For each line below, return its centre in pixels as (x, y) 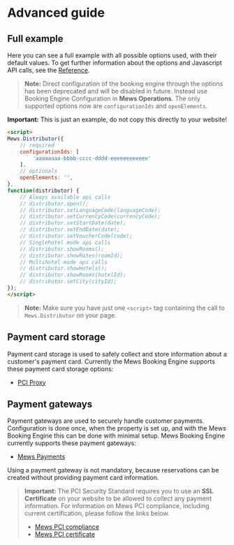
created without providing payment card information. (83, 478)
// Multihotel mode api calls (64, 262)
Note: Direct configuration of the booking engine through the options (124, 84)
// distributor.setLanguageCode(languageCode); (90, 210)
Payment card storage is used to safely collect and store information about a (117, 354)
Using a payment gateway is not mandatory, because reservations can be (113, 470)
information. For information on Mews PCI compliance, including (117, 506)
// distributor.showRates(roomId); (72, 255)
